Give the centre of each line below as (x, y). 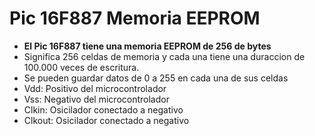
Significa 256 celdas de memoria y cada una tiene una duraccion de (164, 56)
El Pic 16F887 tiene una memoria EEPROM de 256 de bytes (147, 46)
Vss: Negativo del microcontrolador (96, 99)
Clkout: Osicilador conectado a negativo (106, 120)
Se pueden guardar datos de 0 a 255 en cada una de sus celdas (156, 78)
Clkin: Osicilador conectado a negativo (103, 109)
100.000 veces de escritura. (81, 67)
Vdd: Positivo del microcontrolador (95, 88)
